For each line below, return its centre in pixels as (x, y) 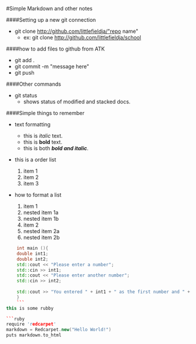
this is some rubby (30, 308)
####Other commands (34, 84)
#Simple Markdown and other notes (49, 9)
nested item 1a (41, 213)
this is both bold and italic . (56, 148)
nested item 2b (41, 237)
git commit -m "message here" (52, 66)
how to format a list (38, 195)
